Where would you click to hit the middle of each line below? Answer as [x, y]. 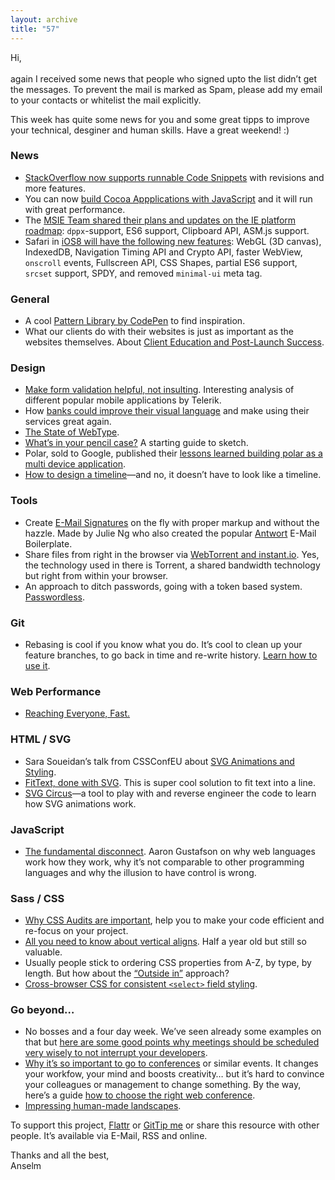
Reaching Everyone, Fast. [77, 713]
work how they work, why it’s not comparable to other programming [164, 862]
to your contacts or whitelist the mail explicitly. [106, 100]
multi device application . [75, 464]
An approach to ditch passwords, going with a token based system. [163, 586]
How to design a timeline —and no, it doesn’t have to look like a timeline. [173, 475]
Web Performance [56, 691]
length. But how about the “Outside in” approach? [127, 973]
